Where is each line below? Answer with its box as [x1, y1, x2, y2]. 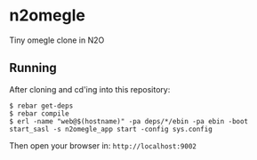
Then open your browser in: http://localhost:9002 [9, 140, 197, 151]
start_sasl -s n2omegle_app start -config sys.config [9, 124, 213, 133]
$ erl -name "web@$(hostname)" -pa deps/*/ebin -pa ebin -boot [9, 116, 249, 125]
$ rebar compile [9, 108, 69, 118]
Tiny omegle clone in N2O [9, 35, 105, 45]
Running [9, 60, 58, 76]
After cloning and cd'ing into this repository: [9, 84, 171, 94]
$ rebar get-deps [9, 101, 74, 110]
